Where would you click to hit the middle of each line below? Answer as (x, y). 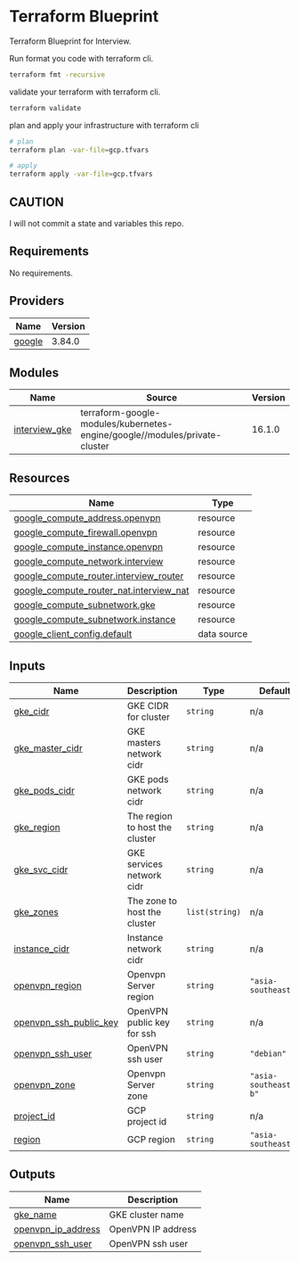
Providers (37, 301)
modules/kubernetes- (126, 424)
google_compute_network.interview (89, 562)
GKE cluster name (146, 1215)
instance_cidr (42, 949)
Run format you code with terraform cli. (81, 58)
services (145, 864)
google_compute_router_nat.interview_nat (101, 590)
